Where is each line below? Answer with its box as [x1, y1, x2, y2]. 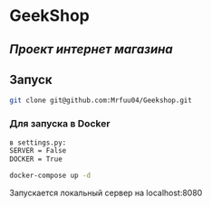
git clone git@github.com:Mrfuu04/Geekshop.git [9, 96, 193, 105]
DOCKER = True [9, 155, 63, 164]
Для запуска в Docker [9, 118, 110, 130]
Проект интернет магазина [9, 42, 174, 57]
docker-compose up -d [9, 171, 91, 181]
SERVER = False [9, 146, 67, 155]
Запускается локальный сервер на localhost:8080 [9, 187, 203, 199]
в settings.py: [9, 137, 67, 147]
